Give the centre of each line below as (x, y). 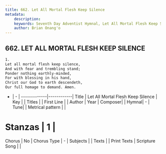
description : (27, 19)
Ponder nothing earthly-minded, (38, 73)
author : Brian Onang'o (37, 28)
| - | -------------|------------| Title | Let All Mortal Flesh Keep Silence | (85, 97)
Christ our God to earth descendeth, (44, 83)
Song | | (13, 146)
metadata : (15, 14)
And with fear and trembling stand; (43, 69)
